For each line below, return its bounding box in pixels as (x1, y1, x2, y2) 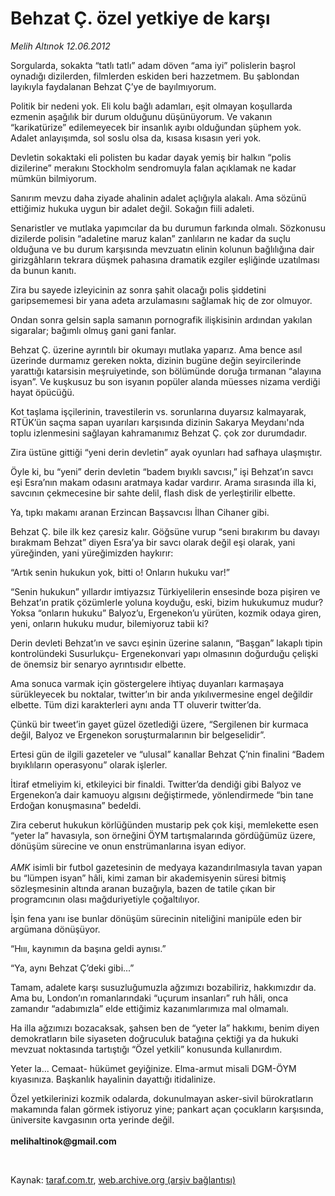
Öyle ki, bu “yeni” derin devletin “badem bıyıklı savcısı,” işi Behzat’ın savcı (10, 465, 314, 477)
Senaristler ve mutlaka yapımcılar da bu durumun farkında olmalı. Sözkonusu (10, 222, 326, 234)
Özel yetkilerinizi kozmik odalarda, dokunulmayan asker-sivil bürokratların (10, 1092, 314, 1104)
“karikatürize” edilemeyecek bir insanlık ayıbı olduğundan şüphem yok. (10, 121, 302, 133)
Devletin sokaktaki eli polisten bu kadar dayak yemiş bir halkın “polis (10, 151, 292, 163)
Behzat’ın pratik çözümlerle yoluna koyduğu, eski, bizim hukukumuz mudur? (10, 596, 324, 608)
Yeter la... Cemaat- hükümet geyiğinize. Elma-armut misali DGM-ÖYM (10, 1062, 297, 1074)
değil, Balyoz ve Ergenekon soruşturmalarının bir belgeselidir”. (10, 728, 267, 741)
